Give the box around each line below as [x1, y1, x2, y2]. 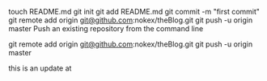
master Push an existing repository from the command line [8, 24, 204, 33]
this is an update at [8, 63, 72, 73]
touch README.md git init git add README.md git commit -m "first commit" [8, 7, 261, 16]
